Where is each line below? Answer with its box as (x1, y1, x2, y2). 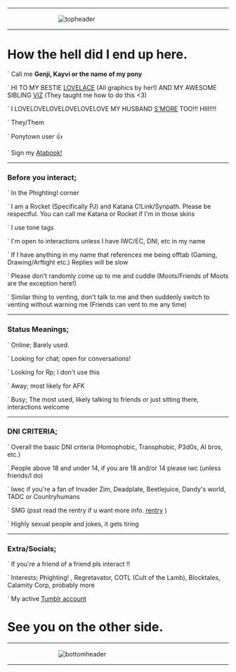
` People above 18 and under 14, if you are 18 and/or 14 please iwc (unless (7, 464, 221, 472)
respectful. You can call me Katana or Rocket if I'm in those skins (7, 210, 195, 218)
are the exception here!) (7, 279, 77, 288)
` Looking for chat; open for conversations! (7, 354, 131, 362)
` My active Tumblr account (7, 595, 86, 603)
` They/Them (7, 118, 44, 127)
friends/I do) (7, 471, 44, 479)
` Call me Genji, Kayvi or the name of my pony (7, 70, 143, 78)
